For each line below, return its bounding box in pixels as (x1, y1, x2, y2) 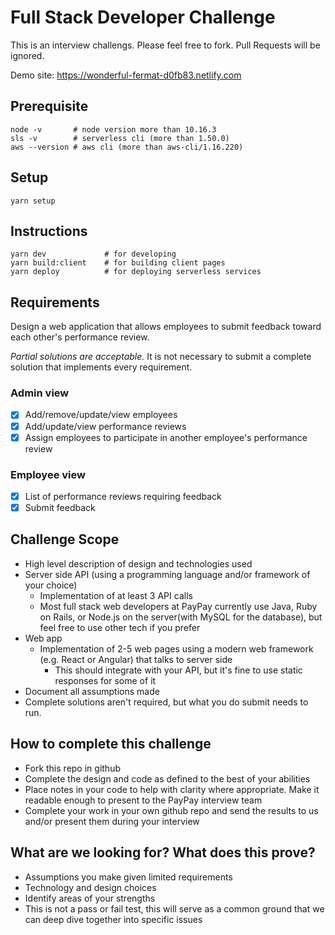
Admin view (10, 386, 70, 400)
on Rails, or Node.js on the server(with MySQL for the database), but (39, 611, 323, 623)
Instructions (10, 222, 88, 240)
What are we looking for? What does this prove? (10, 844, 316, 861)
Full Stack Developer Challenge (10, 6, 276, 29)
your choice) (24, 579, 78, 591)
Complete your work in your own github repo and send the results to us (24, 804, 319, 816)
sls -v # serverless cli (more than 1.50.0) (10, 133, 230, 143)
